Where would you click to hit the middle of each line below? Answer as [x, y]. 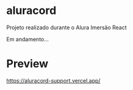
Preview [27, 64]
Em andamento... [27, 39]
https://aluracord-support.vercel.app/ [53, 80]
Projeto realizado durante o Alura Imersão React [66, 27]
